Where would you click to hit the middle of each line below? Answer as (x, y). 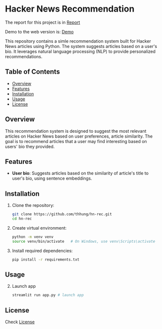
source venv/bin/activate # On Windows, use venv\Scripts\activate (84, 241)
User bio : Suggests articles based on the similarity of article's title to (80, 173)
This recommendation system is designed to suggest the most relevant (76, 131)
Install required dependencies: (42, 251)
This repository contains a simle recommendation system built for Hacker (78, 41)
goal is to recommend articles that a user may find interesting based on (76, 141)
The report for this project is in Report (43, 22)
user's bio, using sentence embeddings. (52, 178)
